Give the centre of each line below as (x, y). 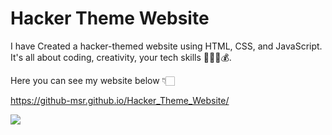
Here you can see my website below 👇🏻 (92, 80)
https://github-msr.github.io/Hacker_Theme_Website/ (120, 100)
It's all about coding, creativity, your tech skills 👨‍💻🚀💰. (121, 57)
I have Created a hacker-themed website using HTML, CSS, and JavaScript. (166, 46)
